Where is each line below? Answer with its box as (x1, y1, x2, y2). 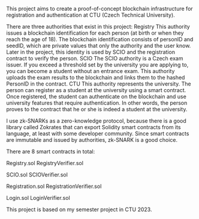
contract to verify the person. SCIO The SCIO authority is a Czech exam (6, 55, 183, 62)
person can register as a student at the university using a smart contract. (6, 87, 186, 93)
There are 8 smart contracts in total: (6, 148, 95, 155)
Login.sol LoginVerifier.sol (6, 194, 70, 201)
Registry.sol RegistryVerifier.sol (6, 160, 84, 166)
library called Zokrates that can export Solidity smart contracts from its (6, 124, 181, 130)
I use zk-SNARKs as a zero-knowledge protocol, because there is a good (6, 117, 187, 124)
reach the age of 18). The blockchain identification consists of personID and (6, 36, 194, 42)
